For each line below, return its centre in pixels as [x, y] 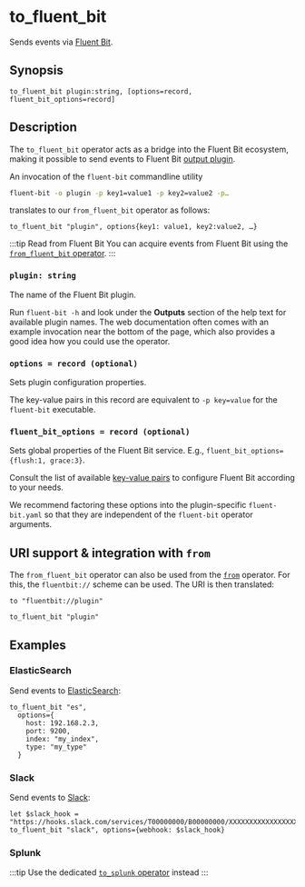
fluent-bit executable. [53, 410]
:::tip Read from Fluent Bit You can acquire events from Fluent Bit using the [149, 244]
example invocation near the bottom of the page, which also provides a [142, 331]
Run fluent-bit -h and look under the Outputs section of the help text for [148, 312]
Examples [38, 645]
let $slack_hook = [44, 814]
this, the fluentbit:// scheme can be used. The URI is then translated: [142, 584]
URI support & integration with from [110, 553]
